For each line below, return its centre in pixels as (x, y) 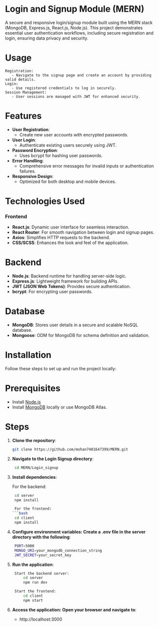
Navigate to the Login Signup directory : (53, 459)
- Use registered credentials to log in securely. (64, 88)
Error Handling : (28, 160)
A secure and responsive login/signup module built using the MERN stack (79, 22)
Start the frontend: (35, 591)
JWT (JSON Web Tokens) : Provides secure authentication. (71, 287)
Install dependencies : (34, 477)
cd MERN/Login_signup (36, 468)
